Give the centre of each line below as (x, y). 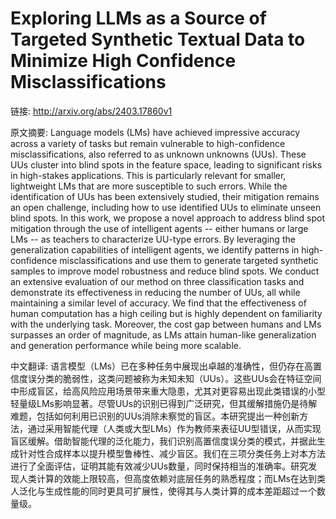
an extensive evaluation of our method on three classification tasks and (157, 281)
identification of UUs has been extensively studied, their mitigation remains (165, 196)
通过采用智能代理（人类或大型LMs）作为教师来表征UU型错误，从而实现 (174, 428)
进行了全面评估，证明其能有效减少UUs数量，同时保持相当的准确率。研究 (159, 466)
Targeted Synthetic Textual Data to (158, 39)
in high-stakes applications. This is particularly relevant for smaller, (148, 175)
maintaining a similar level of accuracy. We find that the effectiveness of (158, 303)
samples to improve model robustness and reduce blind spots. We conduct (165, 271)
